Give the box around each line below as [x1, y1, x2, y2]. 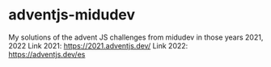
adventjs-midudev [8, 6, 136, 24]
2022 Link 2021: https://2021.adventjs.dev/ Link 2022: [8, 40, 188, 50]
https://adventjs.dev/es [8, 49, 86, 59]
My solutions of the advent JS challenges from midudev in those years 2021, [8, 32, 264, 42]
